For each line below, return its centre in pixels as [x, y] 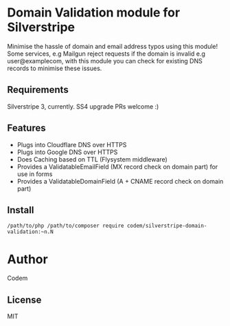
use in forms [35, 174]
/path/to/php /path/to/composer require [66, 226]
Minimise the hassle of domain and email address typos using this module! [113, 46]
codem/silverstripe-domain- [167, 226]
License [24, 300]
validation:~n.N [30, 232]
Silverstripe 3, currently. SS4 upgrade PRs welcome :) [83, 106]
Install [21, 210]
